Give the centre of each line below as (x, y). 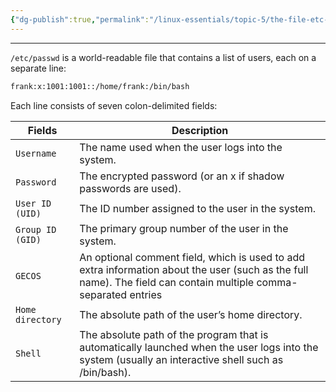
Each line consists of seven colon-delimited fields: (114, 105)
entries (146, 294)
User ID (33, 203)
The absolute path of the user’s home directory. (191, 314)
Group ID (36, 229)
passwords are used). (130, 188)
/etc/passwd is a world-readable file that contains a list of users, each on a (163, 57)
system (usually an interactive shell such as (181, 359)
